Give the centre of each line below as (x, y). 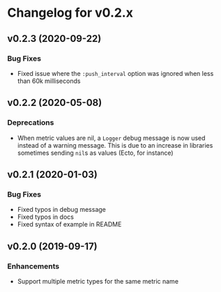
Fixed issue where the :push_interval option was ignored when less (115, 73)
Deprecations (31, 123)
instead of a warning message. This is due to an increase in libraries (115, 145)
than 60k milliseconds (49, 81)
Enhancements (33, 266)
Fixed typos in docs (46, 217)
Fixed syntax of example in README (69, 224)
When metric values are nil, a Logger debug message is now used (111, 138)
